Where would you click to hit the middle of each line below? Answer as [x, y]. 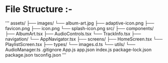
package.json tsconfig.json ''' [36, 55]
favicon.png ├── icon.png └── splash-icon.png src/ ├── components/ [79, 28]
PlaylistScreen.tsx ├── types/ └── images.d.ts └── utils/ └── [70, 44]
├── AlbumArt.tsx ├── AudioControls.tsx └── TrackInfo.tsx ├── [73, 33]
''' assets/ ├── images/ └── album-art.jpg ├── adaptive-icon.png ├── [80, 23]
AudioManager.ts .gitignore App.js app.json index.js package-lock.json [78, 49]
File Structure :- [39, 9]
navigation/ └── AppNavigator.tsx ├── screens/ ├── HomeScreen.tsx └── [84, 39]
